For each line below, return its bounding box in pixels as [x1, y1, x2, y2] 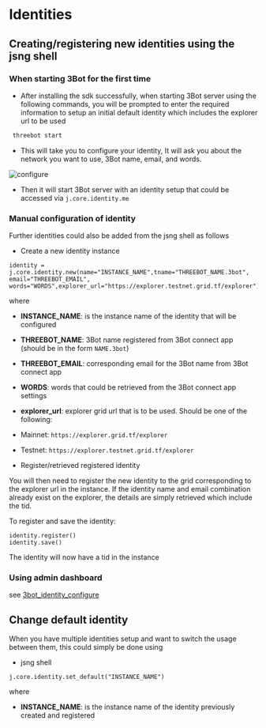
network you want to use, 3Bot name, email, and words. [20, 154, 202, 164]
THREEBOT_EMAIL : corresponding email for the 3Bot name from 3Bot [20, 359, 249, 368]
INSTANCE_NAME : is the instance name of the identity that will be [20, 311, 237, 321]
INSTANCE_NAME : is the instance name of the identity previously [20, 702, 235, 712]
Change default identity [9, 613, 129, 626]
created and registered [20, 711, 96, 720]
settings [20, 391, 47, 401]
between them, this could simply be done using [9, 643, 163, 652]
